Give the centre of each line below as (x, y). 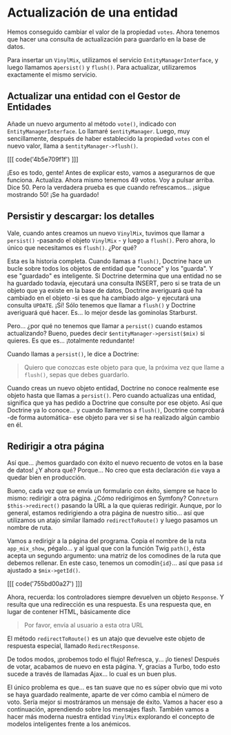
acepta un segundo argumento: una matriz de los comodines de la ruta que (114, 556)
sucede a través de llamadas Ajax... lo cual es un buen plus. (92, 674)
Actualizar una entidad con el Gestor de (94, 96)
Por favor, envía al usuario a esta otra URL (83, 625)
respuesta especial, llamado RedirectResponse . (73, 646)
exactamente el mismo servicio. (52, 75)
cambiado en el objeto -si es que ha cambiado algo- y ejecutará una (104, 298)
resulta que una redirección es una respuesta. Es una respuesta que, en (109, 604)
